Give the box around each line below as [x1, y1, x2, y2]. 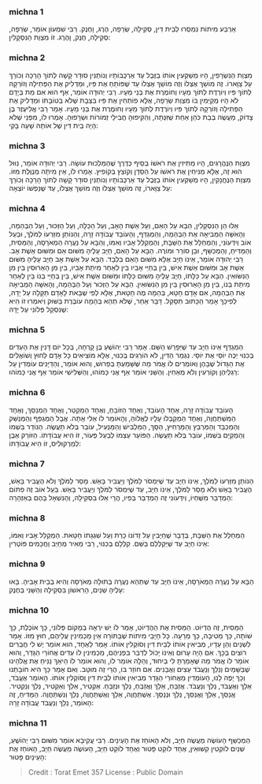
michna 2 [9, 52, 46, 63]
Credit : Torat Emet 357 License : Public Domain [28, 767, 183, 777]
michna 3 [9, 140, 46, 151]
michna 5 [9, 324, 46, 335]
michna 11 [9, 717, 47, 728]
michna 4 [9, 203, 46, 214]
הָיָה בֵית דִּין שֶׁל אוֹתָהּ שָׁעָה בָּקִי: [9, 121, 99, 130]
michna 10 [9, 604, 50, 615]
